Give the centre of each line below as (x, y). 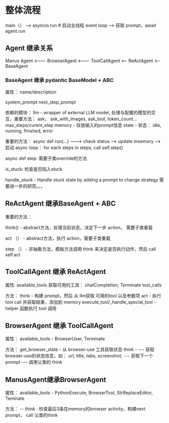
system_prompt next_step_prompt (41, 102)
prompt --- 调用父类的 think (34, 362)
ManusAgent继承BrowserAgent (56, 380)
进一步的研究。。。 (27, 186)
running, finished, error (29, 131)
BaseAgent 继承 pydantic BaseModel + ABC (60, 80)
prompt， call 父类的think (32, 415)
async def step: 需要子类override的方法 (46, 158)
